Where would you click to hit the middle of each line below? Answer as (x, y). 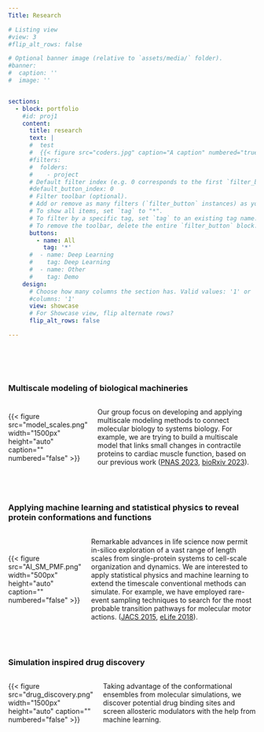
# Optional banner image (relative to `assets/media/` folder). (115, 59)
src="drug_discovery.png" (51, 694)
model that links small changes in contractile (169, 446)
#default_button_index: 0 (71, 189)
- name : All (56, 241)
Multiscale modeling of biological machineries (98, 388)
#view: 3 (22, 37)
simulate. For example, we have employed (159, 591)
